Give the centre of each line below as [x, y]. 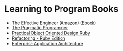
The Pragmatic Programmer [40, 27]
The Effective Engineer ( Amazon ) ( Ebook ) [54, 23]
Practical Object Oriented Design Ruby [51, 33]
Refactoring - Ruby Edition [38, 38]
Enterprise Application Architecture [47, 43]
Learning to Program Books [61, 9]
